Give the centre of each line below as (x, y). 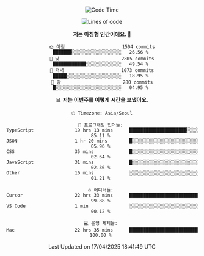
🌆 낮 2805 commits (102, 59)
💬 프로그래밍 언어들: (101, 125)
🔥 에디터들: (100, 190)
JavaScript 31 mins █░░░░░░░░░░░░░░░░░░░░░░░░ (102, 162)
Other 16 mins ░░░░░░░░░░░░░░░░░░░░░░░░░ (102, 173)
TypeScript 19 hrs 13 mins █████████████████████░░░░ (102, 130)
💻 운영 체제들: (101, 223)
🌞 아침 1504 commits (102, 47)
